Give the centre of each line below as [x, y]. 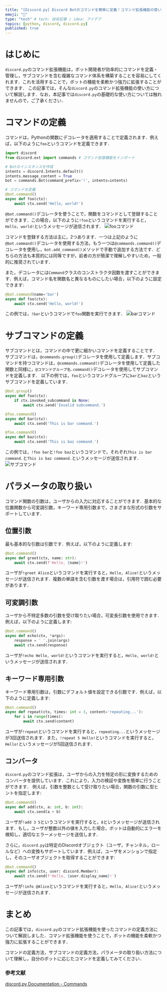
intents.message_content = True [39, 176]
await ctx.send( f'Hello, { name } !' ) [51, 563]
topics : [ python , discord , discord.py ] [46, 24]
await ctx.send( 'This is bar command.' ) [56, 423]
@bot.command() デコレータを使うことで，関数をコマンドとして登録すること [82, 214]
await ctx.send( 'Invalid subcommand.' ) [64, 405]
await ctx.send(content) [49, 721]
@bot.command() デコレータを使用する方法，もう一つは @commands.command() [81, 243]
